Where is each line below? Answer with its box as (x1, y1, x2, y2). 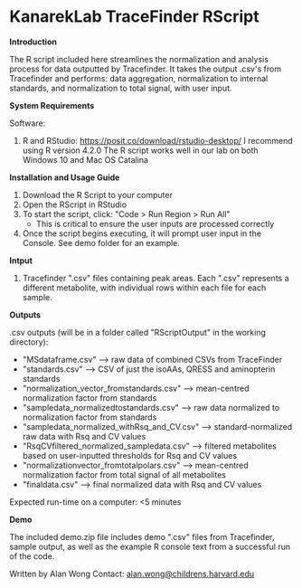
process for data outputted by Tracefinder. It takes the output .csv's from (9, 63, 282, 74)
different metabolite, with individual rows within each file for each (22, 282, 267, 293)
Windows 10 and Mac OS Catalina (22, 154, 149, 165)
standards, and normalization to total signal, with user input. (9, 82, 232, 93)
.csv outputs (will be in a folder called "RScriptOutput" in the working (9, 327, 267, 337)
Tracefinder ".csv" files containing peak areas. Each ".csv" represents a (22, 272, 289, 283)
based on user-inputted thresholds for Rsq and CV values (22, 450, 238, 460)
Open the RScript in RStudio (22, 199, 127, 210)
